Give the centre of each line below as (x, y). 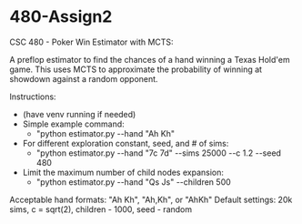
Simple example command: (73, 124)
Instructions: (33, 97)
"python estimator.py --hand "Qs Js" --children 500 (134, 182)
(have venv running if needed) (79, 114)
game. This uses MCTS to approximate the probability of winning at (136, 69)
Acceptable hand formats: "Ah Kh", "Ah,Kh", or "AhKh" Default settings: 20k (151, 199)
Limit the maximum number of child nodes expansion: (123, 172)
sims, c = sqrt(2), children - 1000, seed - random (101, 209)
